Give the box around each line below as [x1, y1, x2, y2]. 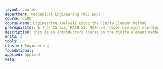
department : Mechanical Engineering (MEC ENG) [5, 12, 101, 17]
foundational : [5, 48, 34, 52]
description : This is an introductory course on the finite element [5, 30, 147, 34]
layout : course [5, 7, 36, 12]
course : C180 [5, 16, 32, 21]
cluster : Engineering [5, 43, 49, 48]
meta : [5, 57, 16, 62]
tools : [5, 39, 18, 44]
